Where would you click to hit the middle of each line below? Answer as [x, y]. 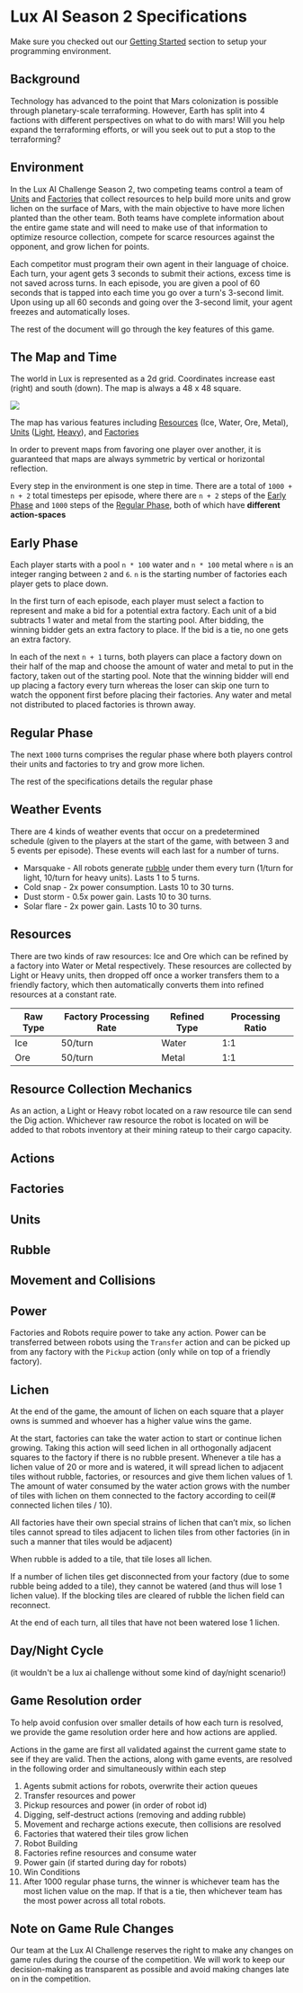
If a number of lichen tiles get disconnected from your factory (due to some [150, 1577]
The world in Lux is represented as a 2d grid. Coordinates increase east [143, 378]
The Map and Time [64, 357]
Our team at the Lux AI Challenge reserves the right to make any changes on [152, 1950]
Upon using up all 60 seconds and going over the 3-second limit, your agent [151, 302]
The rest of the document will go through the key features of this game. [143, 329]
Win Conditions [52, 1872]
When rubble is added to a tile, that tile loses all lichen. [111, 1559]
